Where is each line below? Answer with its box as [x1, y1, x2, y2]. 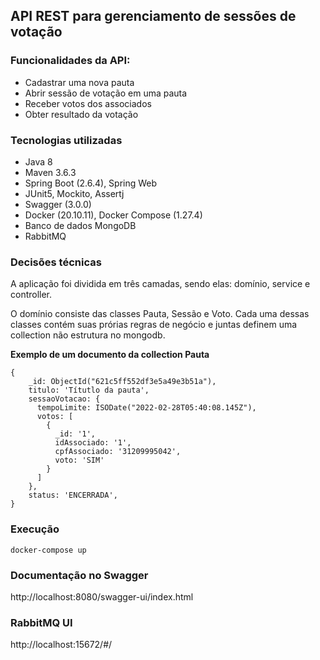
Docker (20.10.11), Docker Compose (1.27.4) [24, 209, 203, 221]
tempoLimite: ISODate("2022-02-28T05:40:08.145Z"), [36, 403, 257, 413]
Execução [10, 522, 60, 536]
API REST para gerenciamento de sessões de [10, 8, 297, 25]
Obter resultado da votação [24, 108, 139, 120]
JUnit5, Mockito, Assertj [24, 187, 125, 199]
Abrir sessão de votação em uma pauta [24, 87, 188, 99]
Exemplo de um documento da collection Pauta [10, 349, 210, 361]
